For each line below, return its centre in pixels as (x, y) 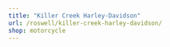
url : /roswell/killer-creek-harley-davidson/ (85, 23)
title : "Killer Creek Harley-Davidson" (75, 16)
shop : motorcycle (37, 30)
